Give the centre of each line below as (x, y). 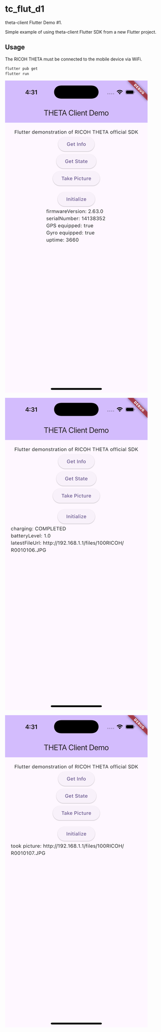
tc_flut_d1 (25, 9)
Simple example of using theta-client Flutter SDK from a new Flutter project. (81, 32)
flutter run (17, 74)
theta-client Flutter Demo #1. (33, 22)
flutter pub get (21, 69)
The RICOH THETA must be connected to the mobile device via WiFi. (73, 59)
